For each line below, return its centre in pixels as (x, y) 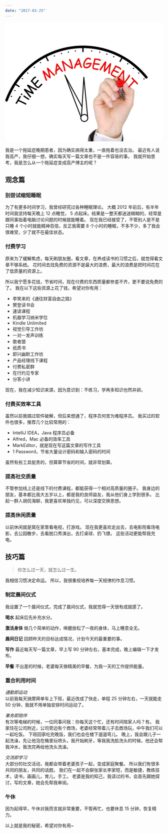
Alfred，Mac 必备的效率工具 (41, 439)
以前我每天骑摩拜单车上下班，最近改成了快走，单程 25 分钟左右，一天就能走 (83, 698)
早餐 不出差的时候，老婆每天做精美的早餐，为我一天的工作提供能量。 (76, 666)
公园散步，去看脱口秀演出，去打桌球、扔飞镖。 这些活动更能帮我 (84, 533)
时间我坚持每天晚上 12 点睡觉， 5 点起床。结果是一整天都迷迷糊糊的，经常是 (83, 214)
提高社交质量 (21, 476)
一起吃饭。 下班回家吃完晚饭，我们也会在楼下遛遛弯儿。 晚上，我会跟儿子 (81, 734)
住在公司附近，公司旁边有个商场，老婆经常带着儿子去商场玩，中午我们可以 (86, 728)
